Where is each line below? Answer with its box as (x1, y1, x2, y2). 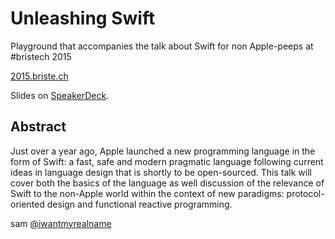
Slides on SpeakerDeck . (10, 89, 110, 101)
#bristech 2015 (10, 50, 72, 62)
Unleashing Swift (10, 7, 156, 30)
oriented (10, 198, 45, 210)
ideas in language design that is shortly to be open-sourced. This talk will (10, 166, 312, 178)
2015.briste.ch (10, 70, 69, 82)
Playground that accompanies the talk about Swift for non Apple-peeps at (10, 40, 314, 52)
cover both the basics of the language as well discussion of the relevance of (10, 177, 325, 189)
